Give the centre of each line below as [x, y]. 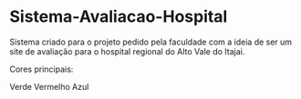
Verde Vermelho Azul [49, 86]
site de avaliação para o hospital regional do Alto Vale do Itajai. [127, 51]
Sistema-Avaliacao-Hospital [119, 17]
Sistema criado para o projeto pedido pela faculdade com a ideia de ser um [151, 42]
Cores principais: [42, 69]
